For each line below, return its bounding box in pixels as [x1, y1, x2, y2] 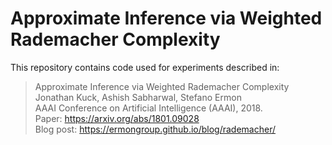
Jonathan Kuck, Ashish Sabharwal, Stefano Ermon [34, 91, 242, 103]
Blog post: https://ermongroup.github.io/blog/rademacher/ [34, 123, 277, 135]
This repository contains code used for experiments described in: [10, 61, 280, 73]
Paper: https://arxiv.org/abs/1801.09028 [34, 112, 200, 124]
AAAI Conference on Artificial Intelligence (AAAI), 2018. [34, 102, 263, 114]
